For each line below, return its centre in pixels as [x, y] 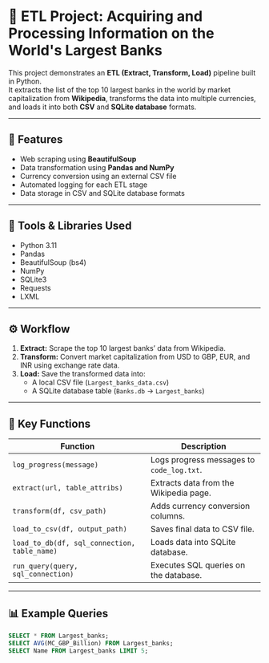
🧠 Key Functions [49, 423]
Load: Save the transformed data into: [82, 374]
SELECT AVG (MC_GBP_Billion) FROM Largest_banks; [91, 643]
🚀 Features [36, 140]
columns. [168, 516]
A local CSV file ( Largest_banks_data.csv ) [100, 382]
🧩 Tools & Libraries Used [70, 226]
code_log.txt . [177, 470]
